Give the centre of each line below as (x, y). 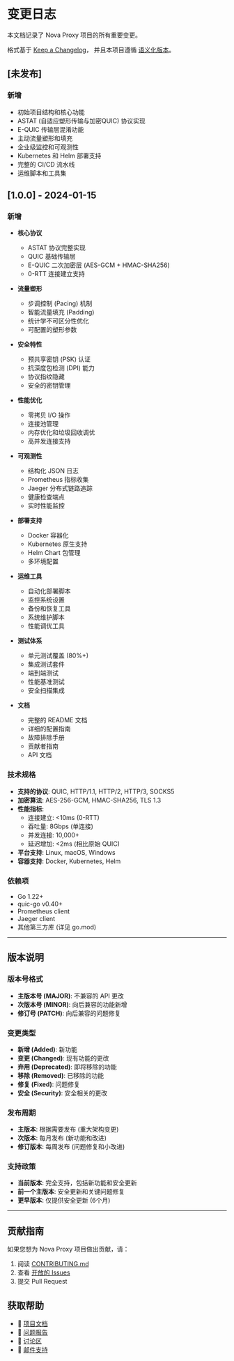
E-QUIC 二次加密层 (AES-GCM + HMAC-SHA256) (99, 265)
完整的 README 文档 (57, 720)
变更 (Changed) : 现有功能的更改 (63, 1058)
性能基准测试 (46, 682)
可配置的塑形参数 (52, 330)
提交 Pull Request (42, 1282)
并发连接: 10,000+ (54, 835)
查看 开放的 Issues (44, 1272)
